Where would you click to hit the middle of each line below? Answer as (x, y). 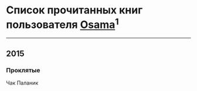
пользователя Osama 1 (62, 24)
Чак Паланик (22, 83)
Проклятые (23, 70)
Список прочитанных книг (74, 10)
